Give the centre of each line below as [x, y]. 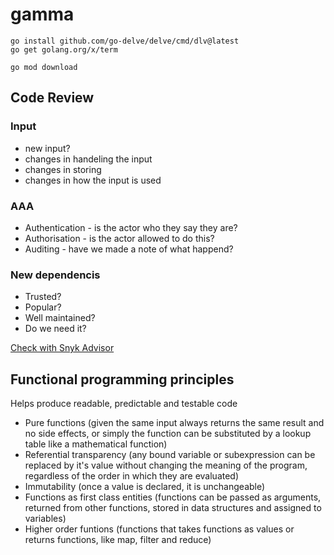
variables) [45, 519]
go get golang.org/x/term [64, 49]
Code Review [52, 98]
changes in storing [63, 169]
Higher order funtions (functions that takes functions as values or [159, 529]
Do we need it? [55, 329]
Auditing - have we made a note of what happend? [129, 249]
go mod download [44, 67]
